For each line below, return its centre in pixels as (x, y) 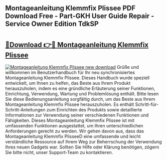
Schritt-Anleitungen (25, 110)
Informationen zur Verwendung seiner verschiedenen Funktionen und (77, 115)
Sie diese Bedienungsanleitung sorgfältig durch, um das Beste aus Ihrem (80, 99)
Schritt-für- (147, 104)
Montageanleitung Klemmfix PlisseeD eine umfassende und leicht (73, 136)
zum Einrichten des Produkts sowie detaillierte (94, 110)
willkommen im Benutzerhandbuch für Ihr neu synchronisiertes (70, 72)
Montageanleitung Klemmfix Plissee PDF (70, 8)
